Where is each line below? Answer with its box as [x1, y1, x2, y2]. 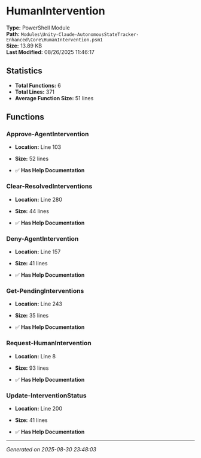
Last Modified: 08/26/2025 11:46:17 [6, 48, 95, 55]
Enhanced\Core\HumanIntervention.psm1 [6, 37, 103, 43]
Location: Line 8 [14, 352, 56, 360]
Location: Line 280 [14, 196, 63, 203]
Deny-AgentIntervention [6, 234, 79, 243]
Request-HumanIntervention [6, 339, 92, 348]
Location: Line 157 [14, 248, 61, 256]
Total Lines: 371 [14, 88, 55, 95]
